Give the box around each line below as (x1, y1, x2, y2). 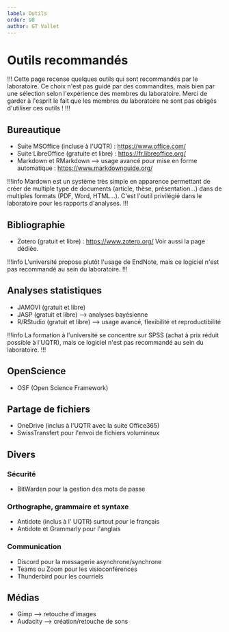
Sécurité (7, 469, 36, 478)
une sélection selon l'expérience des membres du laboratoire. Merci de (7, 90, 208, 98)
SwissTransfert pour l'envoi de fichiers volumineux (16, 429, 160, 437)
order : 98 (7, 16, 36, 23)
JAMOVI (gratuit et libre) (16, 303, 86, 311)
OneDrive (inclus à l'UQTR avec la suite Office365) (16, 422, 160, 430)
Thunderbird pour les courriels (16, 572, 104, 580)
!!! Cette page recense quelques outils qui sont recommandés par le (7, 75, 198, 83)
